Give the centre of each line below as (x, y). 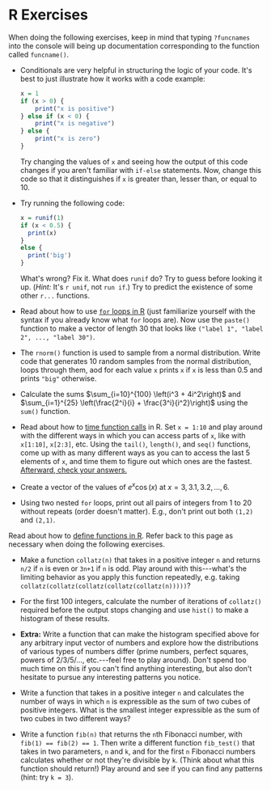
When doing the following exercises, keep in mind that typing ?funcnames (129, 37)
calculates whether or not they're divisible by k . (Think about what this (137, 760)
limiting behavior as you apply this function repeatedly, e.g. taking (130, 577)
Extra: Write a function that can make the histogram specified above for (140, 634)
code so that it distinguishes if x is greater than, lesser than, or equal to (138, 179)
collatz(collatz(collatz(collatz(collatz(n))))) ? (106, 585)
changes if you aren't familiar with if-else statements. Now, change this (140, 170)
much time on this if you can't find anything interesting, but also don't (136, 668)
